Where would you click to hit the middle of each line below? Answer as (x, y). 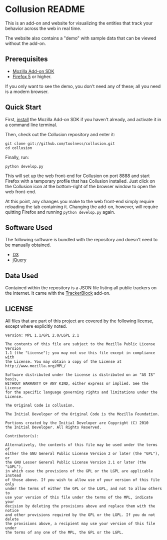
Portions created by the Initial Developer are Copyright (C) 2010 (77, 423)
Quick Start (23, 107)
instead (13, 475)
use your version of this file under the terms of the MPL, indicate (79, 497)
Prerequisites (26, 59)
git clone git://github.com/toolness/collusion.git (60, 144)
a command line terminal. (31, 125)
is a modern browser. (27, 92)
